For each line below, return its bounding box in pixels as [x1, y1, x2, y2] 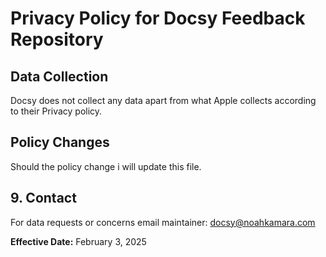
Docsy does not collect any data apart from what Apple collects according [10, 95, 317, 106]
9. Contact [10, 190, 77, 207]
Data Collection [10, 68, 109, 85]
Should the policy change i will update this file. [10, 160, 202, 172]
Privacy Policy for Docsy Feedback [10, 7, 306, 30]
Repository [10, 28, 104, 51]
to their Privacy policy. [10, 105, 103, 117]
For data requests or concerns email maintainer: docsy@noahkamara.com [10, 216, 316, 228]
